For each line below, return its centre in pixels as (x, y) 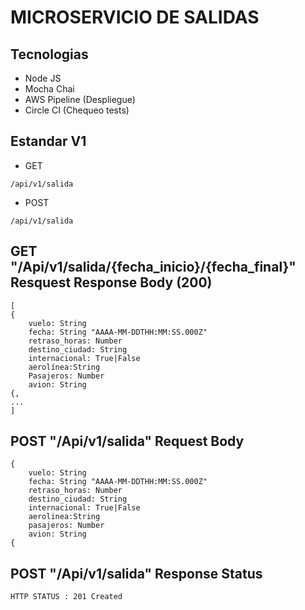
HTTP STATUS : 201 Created (66, 597)
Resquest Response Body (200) (111, 282)
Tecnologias (49, 54)
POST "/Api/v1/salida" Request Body (127, 441)
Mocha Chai (49, 89)
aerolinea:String (64, 517)
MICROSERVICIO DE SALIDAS (135, 17)
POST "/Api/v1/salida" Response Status (136, 573)
